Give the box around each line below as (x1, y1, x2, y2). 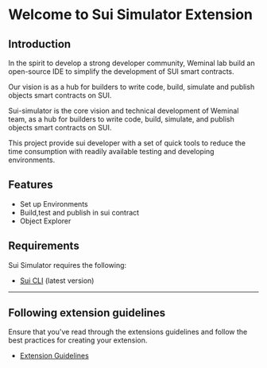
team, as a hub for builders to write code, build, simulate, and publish (8, 114, 234, 124)
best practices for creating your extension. (8, 335, 148, 345)
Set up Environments (19, 199, 89, 208)
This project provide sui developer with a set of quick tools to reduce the (8, 138, 246, 148)
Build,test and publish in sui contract (19, 207, 140, 217)
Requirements (8, 239, 79, 253)
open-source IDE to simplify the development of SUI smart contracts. (8, 67, 234, 76)
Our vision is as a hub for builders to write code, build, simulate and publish (8, 82, 255, 91)
